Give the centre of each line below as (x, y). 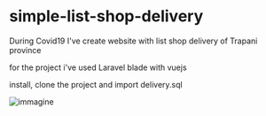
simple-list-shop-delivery (106, 16)
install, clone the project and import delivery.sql (96, 84)
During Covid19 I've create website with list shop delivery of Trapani (133, 41)
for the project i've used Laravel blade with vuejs (98, 67)
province (25, 50)
